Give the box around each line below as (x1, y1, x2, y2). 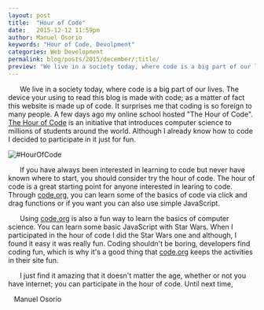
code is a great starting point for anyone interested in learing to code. (8, 182, 233, 191)
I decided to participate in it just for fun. (8, 135, 136, 144)
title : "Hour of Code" (8, 19, 86, 27)
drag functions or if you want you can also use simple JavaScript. (8, 198, 220, 208)
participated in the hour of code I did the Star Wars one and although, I (8, 230, 237, 240)
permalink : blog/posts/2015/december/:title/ (8, 56, 159, 64)
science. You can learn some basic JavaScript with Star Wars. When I (8, 222, 233, 231)
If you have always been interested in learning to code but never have (19, 164, 246, 174)
